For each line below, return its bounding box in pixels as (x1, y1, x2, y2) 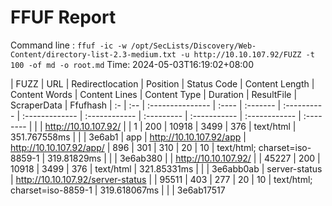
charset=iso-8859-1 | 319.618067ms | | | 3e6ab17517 (10, 184, 226, 196)
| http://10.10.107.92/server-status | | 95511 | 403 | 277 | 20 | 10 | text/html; (10, 173, 313, 185)
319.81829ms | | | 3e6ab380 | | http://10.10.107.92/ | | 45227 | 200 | (46, 152, 321, 164)
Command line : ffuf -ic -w (10, 39, 127, 51)
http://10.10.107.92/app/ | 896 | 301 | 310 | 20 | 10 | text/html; (10, 141, 257, 153)
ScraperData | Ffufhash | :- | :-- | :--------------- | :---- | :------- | (10, 99, 282, 111)
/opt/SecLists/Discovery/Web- (130, 41, 257, 51)
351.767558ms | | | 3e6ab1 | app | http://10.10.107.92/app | (10, 131, 247, 143)
